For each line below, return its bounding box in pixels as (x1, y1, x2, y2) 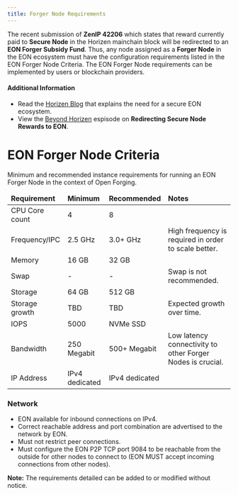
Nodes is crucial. (167, 357, 224, 367)
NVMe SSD (108, 318, 147, 328)
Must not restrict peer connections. (17, 438, 121, 446)
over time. (167, 307, 202, 317)
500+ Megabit (108, 343, 157, 353)
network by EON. (17, 430, 68, 438)
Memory (11, 255, 39, 265)
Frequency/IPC (11, 235, 60, 245)
